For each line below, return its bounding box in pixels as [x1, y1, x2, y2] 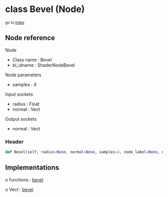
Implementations [5, 163, 59, 172]
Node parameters [5, 72, 41, 78]
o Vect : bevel [5, 186, 33, 192]
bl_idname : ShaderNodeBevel [12, 62, 75, 68]
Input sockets [5, 91, 33, 97]
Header [5, 138, 24, 145]
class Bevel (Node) [5, 4, 85, 15]
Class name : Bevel [12, 57, 52, 63]
